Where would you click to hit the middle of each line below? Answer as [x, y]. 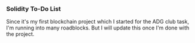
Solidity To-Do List [34, 9]
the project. [20, 34]
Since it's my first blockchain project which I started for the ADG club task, [98, 22]
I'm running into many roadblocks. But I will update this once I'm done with [98, 28]
